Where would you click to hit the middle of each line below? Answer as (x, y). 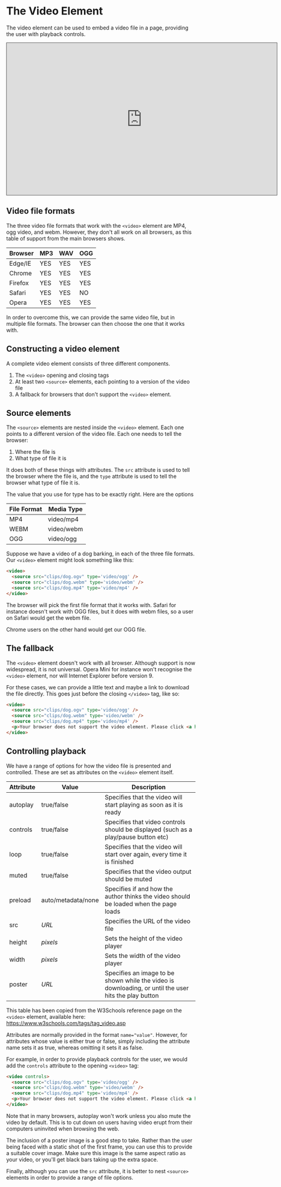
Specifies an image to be (140, 973)
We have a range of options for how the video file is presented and (89, 766)
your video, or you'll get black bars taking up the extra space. (82, 1159)
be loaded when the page (141, 904)
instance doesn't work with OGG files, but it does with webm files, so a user (100, 611)
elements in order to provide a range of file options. (70, 1177)
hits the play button (132, 995)
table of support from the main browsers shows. (66, 238)
